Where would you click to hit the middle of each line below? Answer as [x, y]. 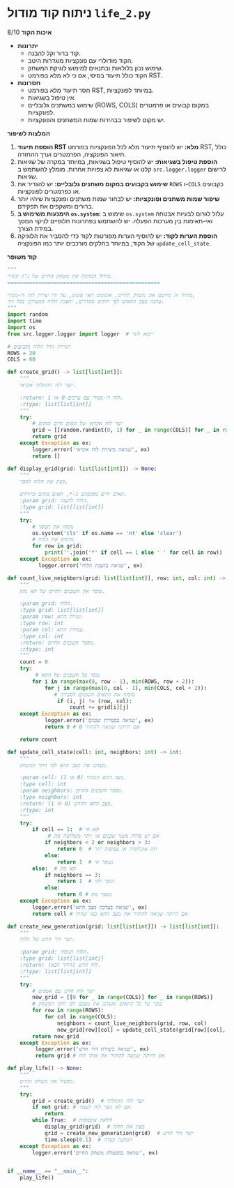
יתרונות [28, 45]
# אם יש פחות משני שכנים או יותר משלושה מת [103, 836]
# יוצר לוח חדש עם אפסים [64, 991]
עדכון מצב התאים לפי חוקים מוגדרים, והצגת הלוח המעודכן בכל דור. [86, 301]
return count [39, 739]
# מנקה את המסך [53, 527]
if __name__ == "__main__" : [48, 1171]
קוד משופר [22, 257]
